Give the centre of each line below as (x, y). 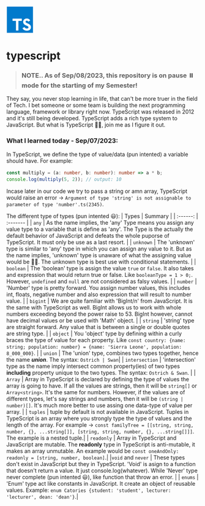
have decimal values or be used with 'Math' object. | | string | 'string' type (100, 320)
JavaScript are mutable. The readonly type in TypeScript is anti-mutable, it (101, 444)
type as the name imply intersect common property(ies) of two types (93, 366)
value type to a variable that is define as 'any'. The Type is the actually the (100, 229)
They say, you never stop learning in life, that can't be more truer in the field (102, 99)
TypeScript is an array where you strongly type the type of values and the (99, 418)
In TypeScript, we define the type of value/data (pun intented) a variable (97, 154)
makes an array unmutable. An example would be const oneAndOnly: (93, 451)
